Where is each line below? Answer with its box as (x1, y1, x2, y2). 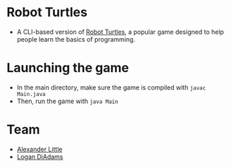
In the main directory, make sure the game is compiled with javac (16, 83, 206, 92)
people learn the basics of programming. (16, 35, 135, 43)
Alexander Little (16, 145, 63, 153)
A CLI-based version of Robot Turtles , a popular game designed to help (16, 28, 225, 36)
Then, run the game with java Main (16, 97, 119, 105)
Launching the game (6, 60, 130, 76)
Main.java (16, 90, 46, 97)
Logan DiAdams (16, 152, 64, 161)
